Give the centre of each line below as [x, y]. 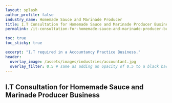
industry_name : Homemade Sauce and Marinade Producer [64, 19]
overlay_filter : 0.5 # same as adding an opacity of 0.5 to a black [84, 66]
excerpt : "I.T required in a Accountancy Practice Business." [73, 52]
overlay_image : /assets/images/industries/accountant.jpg [73, 62]
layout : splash [21, 10]
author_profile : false [29, 15]
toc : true [16, 38]
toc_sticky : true [24, 43]
